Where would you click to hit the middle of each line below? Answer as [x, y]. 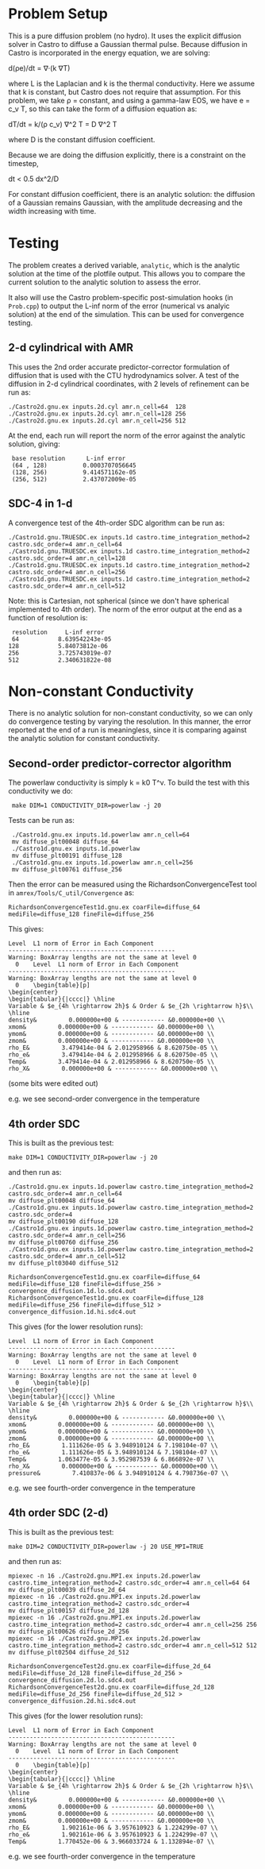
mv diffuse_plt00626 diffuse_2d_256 [69, 1632]
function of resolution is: [48, 617]
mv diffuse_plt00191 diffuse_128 [67, 856]
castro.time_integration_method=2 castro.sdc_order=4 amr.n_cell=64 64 [129, 1583]
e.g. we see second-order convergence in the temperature [104, 1099]
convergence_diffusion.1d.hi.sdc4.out [72, 1312]
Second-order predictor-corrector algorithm [120, 763]
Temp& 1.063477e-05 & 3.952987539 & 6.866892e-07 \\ [111, 1460]
